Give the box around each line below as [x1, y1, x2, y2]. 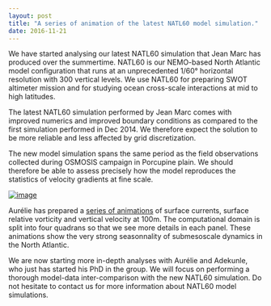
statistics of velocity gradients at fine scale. [8, 174, 154, 184]
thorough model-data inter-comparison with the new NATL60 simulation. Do [8, 273, 262, 283]
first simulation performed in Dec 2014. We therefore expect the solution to [8, 124, 258, 134]
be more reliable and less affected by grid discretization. [8, 133, 197, 143]
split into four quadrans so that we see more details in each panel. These [8, 223, 251, 233]
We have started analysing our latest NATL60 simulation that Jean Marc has [8, 49, 261, 59]
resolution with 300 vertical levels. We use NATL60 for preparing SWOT [8, 74, 248, 85]
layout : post [8, 11, 53, 20]
